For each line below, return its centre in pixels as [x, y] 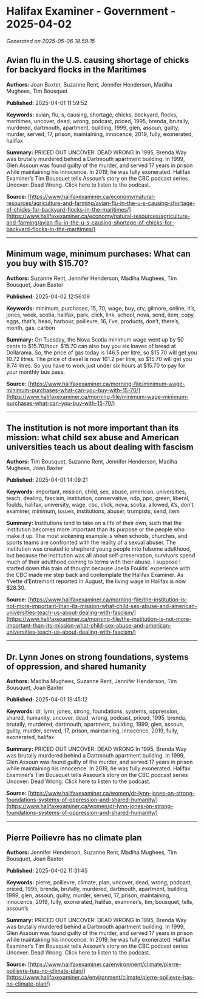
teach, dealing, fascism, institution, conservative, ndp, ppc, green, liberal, [98, 498]
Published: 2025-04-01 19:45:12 [47, 700]
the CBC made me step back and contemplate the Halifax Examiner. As [95, 575]
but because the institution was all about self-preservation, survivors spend [101, 556]
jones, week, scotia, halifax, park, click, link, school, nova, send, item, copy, [101, 315]
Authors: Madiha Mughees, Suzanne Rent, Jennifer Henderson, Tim [92, 681]
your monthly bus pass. [36, 372]
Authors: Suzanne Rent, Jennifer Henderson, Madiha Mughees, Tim [92, 278]
